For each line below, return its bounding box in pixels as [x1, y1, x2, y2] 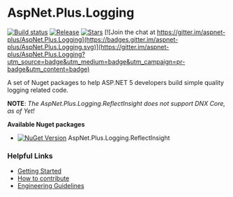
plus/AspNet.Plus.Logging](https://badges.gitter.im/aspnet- [7, 35, 179, 43]
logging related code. [7, 86, 68, 94]
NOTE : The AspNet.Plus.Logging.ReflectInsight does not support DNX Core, [7, 99, 225, 107]
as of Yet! [7, 107, 35, 115]
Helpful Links [7, 151, 54, 161]
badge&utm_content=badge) [7, 65, 90, 73]
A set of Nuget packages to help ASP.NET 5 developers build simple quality [7, 78, 225, 86]
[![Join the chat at [104, 28, 156, 36]
